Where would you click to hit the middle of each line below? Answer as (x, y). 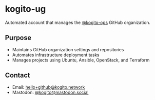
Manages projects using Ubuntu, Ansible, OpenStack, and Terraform (81, 60)
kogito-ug (26, 9)
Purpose (18, 38)
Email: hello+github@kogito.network (48, 87)
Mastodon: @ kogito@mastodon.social (50, 92)
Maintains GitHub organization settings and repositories (68, 49)
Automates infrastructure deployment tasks (56, 55)
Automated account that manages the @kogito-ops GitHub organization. (78, 22)
